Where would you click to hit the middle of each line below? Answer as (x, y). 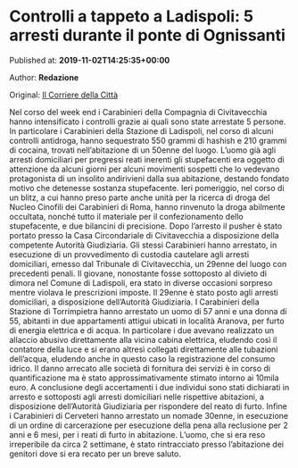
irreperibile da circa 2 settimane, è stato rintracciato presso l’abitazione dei (146, 444)
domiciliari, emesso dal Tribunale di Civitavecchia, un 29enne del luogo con (148, 263)
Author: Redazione (44, 77)
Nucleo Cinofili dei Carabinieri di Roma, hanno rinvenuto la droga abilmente (147, 206)
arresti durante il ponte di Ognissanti (147, 35)
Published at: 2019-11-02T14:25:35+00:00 (90, 60)
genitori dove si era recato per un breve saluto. (95, 454)
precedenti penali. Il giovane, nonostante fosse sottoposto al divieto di (138, 273)
